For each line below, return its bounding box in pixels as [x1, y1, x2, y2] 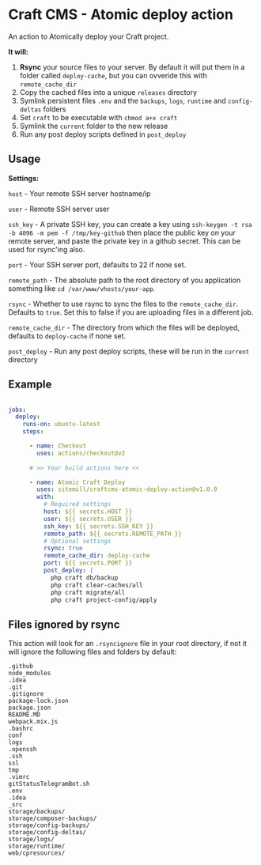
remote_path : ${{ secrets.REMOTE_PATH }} [43, 530, 182, 538]
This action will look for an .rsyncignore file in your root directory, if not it [8, 639, 247, 648]
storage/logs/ [8, 836, 55, 844]
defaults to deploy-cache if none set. [8, 331, 127, 341]
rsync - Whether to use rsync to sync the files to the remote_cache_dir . [8, 299, 239, 308]
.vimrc [8, 773, 30, 781]
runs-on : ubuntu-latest [22, 421, 101, 429]
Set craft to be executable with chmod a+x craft [19, 112, 178, 122]
